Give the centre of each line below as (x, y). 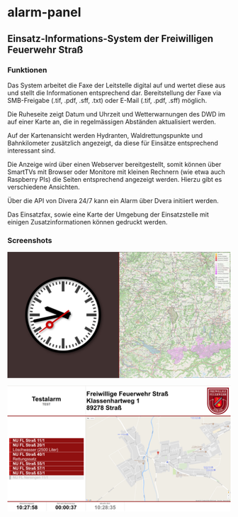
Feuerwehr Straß (45, 49)
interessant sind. (32, 151)
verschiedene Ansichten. (44, 187)
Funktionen (27, 70)
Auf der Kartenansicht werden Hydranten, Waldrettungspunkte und (105, 135)
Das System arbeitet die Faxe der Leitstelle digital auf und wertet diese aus (117, 85)
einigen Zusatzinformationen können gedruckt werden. (87, 222)
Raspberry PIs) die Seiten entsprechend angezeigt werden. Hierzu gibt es (115, 179)
